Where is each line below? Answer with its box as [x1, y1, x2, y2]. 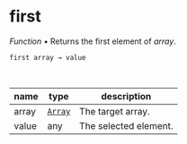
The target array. [79, 105, 150, 117]
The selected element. [79, 119, 174, 131]
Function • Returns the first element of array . [9, 36, 177, 47]
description [101, 89, 152, 102]
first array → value [9, 53, 87, 62]
